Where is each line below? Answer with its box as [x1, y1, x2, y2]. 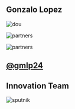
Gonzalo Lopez [6, 5, 63, 15]
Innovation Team [6, 81, 69, 91]
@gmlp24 [6, 60, 43, 70]
